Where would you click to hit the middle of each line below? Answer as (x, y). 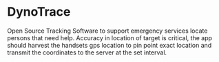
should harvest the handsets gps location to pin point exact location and (109, 45)
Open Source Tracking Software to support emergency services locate (107, 31)
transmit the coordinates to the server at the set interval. (87, 52)
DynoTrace (39, 12)
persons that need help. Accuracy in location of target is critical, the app (109, 37)
